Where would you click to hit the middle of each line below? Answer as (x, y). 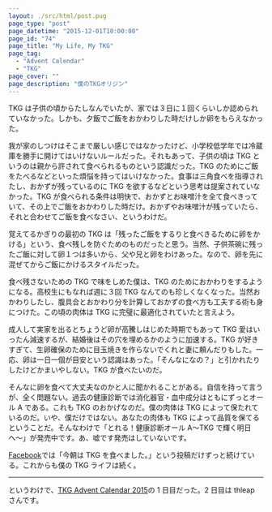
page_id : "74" (32, 39)
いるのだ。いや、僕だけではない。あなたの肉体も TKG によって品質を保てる (134, 417)
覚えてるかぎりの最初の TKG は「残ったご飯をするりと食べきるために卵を (131, 234)
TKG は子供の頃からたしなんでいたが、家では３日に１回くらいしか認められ (134, 108)
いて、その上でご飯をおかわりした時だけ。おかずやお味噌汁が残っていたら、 (136, 206)
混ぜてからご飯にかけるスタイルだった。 (76, 264)
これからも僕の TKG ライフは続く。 (81, 465)
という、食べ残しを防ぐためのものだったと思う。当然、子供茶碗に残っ (147, 243)
